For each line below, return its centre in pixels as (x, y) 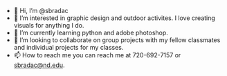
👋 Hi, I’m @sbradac (41, 11)
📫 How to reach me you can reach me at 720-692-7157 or (97, 55)
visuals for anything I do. (49, 25)
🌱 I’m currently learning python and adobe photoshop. (91, 32)
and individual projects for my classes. (69, 47)
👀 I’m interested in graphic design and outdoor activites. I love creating (115, 18)
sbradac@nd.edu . (39, 65)
